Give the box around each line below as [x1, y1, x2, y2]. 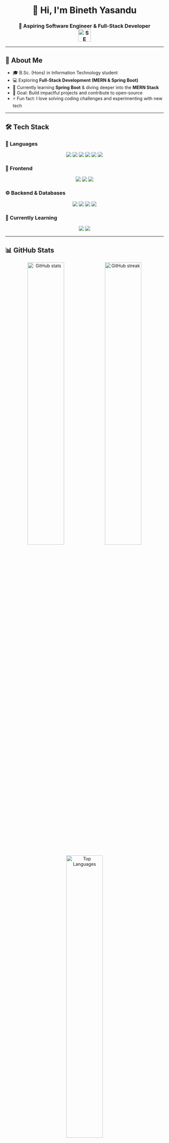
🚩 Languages [5, 140, 38, 147]
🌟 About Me [5, 56, 43, 64]
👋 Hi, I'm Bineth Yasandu [32, 5, 137, 16]
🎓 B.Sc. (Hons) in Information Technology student [12, 70, 118, 76]
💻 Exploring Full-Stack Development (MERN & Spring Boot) [12, 77, 139, 84]
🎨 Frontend [5, 165, 33, 172]
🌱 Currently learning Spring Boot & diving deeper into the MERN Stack [12, 85, 159, 91]
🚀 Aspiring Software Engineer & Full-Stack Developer [18, 23, 151, 30]
